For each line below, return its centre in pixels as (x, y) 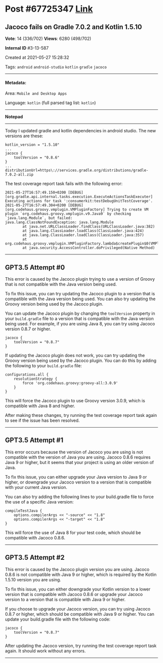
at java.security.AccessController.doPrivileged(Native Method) (89, 248)
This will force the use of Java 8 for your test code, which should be (73, 532)
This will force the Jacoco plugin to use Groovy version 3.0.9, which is (75, 401)
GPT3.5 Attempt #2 (35, 558)
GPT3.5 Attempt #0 (35, 267)
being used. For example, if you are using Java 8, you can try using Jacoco (80, 324)
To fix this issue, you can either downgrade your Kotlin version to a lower (78, 589)
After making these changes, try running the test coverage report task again (81, 415)
